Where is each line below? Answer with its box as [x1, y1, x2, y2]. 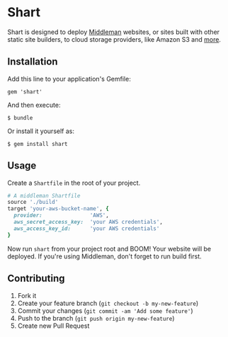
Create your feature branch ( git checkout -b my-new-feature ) [17, 299, 199, 307]
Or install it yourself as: [7, 127, 74, 135]
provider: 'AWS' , [13, 212, 110, 219]
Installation [7, 56, 58, 68]
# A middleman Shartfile [7, 192, 81, 199]
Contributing [7, 273, 65, 285]
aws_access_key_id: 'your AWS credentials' [13, 224, 160, 232]
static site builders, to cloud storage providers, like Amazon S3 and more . [7, 35, 222, 43]
